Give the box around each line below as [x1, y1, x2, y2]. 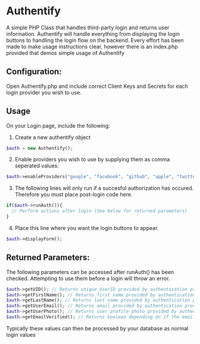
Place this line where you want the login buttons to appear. [14, 224, 159, 231]
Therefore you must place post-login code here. [14, 191, 133, 198]
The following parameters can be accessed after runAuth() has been [6, 268, 174, 275]
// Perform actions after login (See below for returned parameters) [11, 208, 187, 214]
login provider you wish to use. [6, 88, 82, 96]
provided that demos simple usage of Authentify [6, 49, 125, 56]
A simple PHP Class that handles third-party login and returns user [6, 24, 170, 31]
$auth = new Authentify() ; [6, 145, 73, 151]
